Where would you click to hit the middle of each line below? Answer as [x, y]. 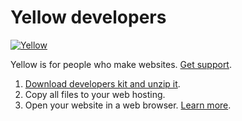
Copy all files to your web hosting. [95, 94]
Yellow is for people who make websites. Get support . [121, 64]
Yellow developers [88, 17]
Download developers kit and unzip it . [102, 83]
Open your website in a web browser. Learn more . [128, 105]
